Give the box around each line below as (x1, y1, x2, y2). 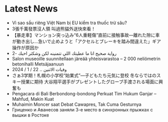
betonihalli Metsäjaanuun (12, 61, 64, 67)
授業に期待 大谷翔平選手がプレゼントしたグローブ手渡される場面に (21, 79, 159, 85)
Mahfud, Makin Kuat (12, 96, 54, 102)
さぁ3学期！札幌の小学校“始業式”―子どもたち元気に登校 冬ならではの (12, 72, 157, 78)
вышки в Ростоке (12, 112, 49, 118)
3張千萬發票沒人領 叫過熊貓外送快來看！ (12, 26, 96, 32)
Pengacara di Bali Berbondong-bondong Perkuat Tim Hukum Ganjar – (12, 90, 156, 96)
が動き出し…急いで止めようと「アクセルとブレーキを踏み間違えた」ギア (12, 38, 161, 44)
